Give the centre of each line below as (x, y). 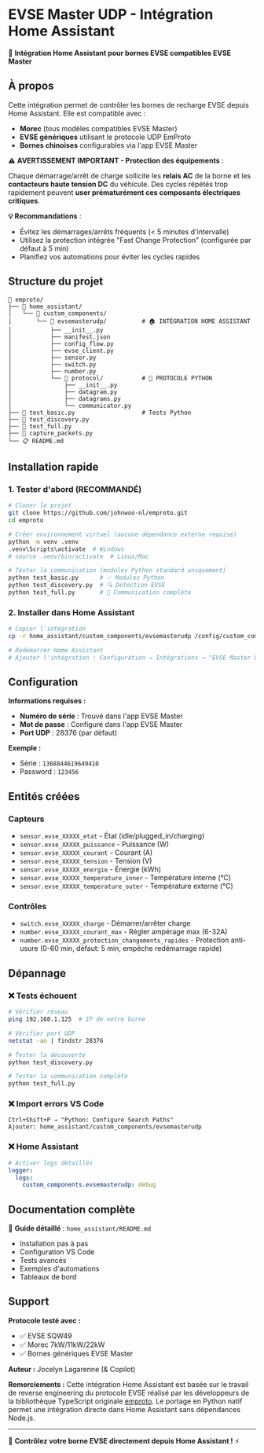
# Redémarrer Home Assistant (56, 650)
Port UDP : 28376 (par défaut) (68, 733)
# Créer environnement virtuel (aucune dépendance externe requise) (123, 534)
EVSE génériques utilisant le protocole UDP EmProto (105, 137)
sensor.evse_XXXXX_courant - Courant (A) (86, 853)
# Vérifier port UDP (42, 1033)
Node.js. (22, 1418)
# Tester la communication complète (68, 1077)
